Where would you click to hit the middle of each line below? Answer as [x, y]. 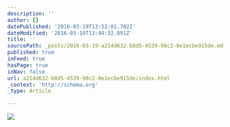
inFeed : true [26, 59]
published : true [31, 53]
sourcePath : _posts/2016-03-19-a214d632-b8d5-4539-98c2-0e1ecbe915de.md [115, 46]
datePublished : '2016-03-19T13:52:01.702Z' [72, 26]
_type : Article [29, 91]
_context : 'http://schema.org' [53, 85]
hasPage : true [28, 65]
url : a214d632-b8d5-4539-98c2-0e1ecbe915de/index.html [89, 78]
